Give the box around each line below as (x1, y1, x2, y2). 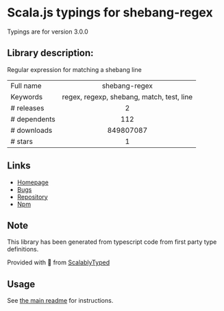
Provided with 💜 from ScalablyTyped (7, 258, 110, 266)
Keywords (10, 92, 43, 101)
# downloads (10, 125, 53, 135)
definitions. (7, 245, 39, 253)
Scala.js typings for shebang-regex (7, 5, 214, 21)
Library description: (7, 47, 94, 59)
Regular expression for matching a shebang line (7, 65, 142, 73)
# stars (10, 136, 33, 146)
